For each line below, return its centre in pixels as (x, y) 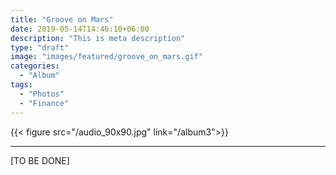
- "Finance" (44, 103)
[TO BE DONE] (40, 160)
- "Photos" (42, 94)
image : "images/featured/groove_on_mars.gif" (106, 57)
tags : (21, 85)
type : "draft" (40, 47)
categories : (35, 66)
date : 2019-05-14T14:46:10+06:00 (80, 29)
